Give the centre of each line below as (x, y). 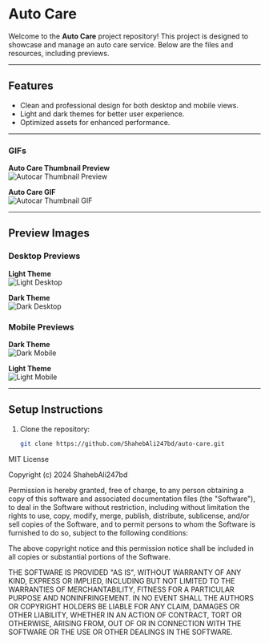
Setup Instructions (56, 410)
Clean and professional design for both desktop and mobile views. (129, 105)
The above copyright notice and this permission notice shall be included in (131, 548)
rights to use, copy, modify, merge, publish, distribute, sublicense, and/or (129, 516)
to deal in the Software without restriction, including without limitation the (129, 507)
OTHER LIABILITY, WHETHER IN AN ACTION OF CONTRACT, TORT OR (125, 615)
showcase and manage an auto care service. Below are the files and (121, 44)
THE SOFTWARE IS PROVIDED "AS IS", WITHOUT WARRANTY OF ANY (125, 572)
